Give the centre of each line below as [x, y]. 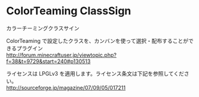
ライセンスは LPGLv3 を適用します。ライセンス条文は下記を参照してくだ [95, 73]
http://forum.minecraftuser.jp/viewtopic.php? [61, 55]
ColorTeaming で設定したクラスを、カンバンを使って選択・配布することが [97, 40]
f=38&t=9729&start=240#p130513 [48, 61]
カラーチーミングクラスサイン [43, 28]
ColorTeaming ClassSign [69, 11]
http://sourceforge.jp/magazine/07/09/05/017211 [66, 87]
